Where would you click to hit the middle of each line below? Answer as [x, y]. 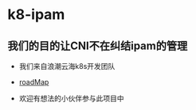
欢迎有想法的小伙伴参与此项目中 [71, 98]
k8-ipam [36, 15]
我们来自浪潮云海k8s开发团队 [67, 66]
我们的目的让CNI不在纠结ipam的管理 [98, 46]
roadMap [34, 82]
